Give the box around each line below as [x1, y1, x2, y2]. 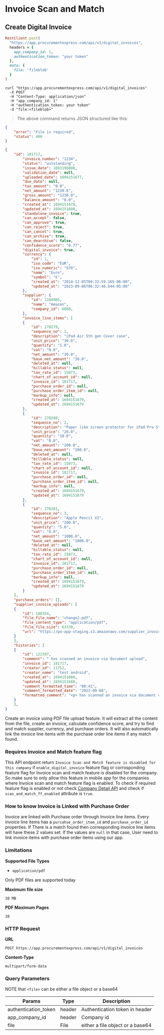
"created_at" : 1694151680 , [22, 675, 78, 680]
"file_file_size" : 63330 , [22, 625, 76, 630]
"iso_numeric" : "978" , [31, 265, 78, 270]
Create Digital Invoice [5, 23, 72, 31]
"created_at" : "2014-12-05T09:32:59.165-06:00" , [31, 279, 132, 284]
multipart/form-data [5, 964, 47, 969]
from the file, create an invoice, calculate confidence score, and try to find [5, 720, 155, 727]
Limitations [5, 847, 33, 854]
